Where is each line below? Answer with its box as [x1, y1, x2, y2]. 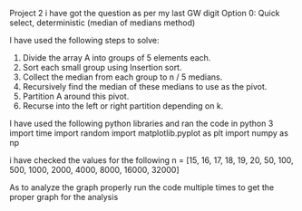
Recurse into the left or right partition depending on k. [22, 101, 224, 111]
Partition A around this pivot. [22, 91, 130, 101]
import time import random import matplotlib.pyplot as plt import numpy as [9, 128, 288, 139]
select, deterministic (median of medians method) [9, 17, 196, 28]
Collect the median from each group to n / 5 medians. [22, 72, 223, 82]
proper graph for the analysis [9, 192, 119, 202]
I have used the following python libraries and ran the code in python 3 [9, 118, 274, 129]
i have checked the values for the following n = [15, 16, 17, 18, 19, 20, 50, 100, [9, 155, 294, 166]
